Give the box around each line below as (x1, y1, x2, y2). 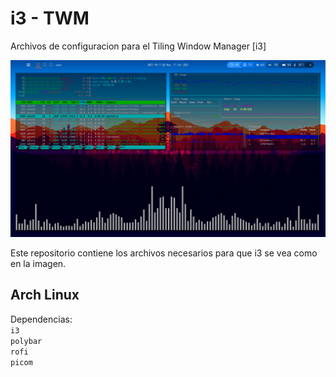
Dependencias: (10, 313, 73, 325)
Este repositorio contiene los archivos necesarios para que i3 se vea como (10, 247, 318, 259)
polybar (10, 336, 43, 346)
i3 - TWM (10, 7, 90, 30)
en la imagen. (10, 257, 67, 269)
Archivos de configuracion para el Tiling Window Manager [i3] (10, 40, 267, 52)
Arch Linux (10, 287, 80, 304)
